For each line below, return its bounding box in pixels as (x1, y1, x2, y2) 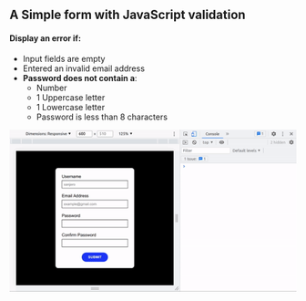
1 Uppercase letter (36, 91, 106, 103)
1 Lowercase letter (36, 101, 106, 112)
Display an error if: (9, 32, 82, 44)
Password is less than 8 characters (36, 111, 168, 122)
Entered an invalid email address (22, 63, 146, 74)
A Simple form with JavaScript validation (9, 7, 246, 23)
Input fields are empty (22, 53, 106, 64)
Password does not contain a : (22, 72, 138, 83)
